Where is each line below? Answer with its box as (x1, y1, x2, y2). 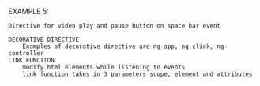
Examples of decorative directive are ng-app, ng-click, (22, 43, 214, 50)
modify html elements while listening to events (22, 63, 186, 71)
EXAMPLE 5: (8, 7, 49, 16)
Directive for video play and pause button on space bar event (8, 22, 221, 30)
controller (8, 50, 44, 58)
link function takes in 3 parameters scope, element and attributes (22, 70, 253, 78)
